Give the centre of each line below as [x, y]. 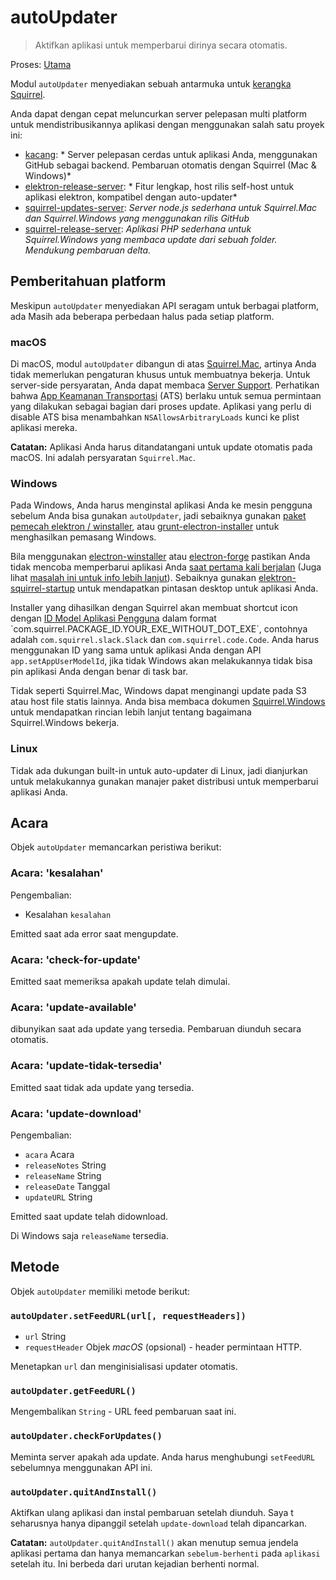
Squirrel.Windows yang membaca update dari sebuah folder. [151, 239]
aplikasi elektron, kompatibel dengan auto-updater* [131, 197]
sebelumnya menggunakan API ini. [81, 1467]
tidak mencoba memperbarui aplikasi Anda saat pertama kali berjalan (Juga [166, 567]
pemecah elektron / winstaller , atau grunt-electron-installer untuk [145, 527]
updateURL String [58, 1197]
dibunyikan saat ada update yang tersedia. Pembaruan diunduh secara [156, 1029]
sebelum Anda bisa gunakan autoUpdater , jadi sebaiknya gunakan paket [158, 516]
